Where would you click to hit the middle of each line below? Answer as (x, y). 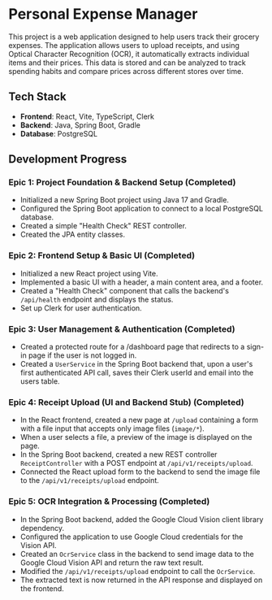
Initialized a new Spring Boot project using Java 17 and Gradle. (125, 200)
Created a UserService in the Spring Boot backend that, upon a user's (136, 364)
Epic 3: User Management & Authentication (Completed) (122, 328)
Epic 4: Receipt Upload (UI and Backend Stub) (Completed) (127, 402)
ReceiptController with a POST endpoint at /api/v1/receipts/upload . (136, 463)
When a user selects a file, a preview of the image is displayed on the (136, 437)
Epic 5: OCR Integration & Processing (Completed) (109, 502)
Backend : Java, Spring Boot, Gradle (80, 125)
